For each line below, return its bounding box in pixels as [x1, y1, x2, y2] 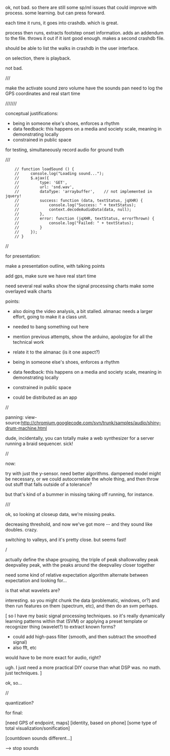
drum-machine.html [5, 425, 47, 431]
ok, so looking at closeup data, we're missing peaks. [5, 511, 116, 517]
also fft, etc [12, 644, 37, 651]
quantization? [5, 700, 34, 706]
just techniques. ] [5, 670, 42, 676]
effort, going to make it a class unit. [12, 314, 88, 320]
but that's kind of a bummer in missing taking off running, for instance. [5, 491, 154, 497]
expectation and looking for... [5, 578, 67, 583]
